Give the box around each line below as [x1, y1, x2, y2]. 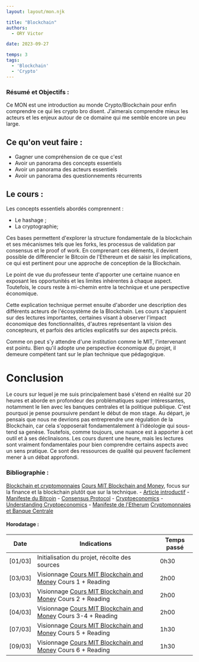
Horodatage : [6, 521, 40, 528]
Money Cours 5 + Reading [37, 629, 110, 637]
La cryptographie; [14, 223, 59, 230]
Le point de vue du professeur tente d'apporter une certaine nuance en [6, 271, 180, 278]
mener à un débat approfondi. [6, 454, 79, 461]
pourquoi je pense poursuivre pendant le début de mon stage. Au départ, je [6, 410, 191, 417]
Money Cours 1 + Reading [37, 577, 110, 586]
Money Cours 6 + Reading [37, 645, 110, 654]
